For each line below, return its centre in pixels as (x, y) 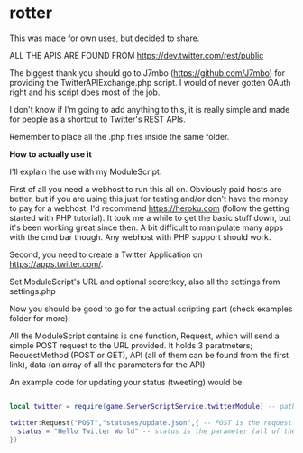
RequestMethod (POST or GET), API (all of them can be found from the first (149, 355)
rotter (31, 13)
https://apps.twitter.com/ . (56, 263)
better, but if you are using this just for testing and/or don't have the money (149, 199)
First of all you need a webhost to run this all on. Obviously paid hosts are (146, 189)
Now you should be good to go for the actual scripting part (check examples (151, 309)
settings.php (32, 291)
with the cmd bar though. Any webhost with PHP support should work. (140, 236)
